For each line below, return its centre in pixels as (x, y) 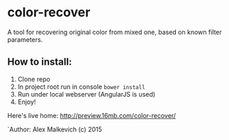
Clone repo (34, 79)
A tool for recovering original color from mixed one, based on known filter (114, 32)
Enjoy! (27, 102)
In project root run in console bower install (81, 87)
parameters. (25, 39)
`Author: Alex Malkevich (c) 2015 (55, 129)
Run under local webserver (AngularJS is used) (86, 94)
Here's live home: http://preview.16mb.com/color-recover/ (91, 115)
